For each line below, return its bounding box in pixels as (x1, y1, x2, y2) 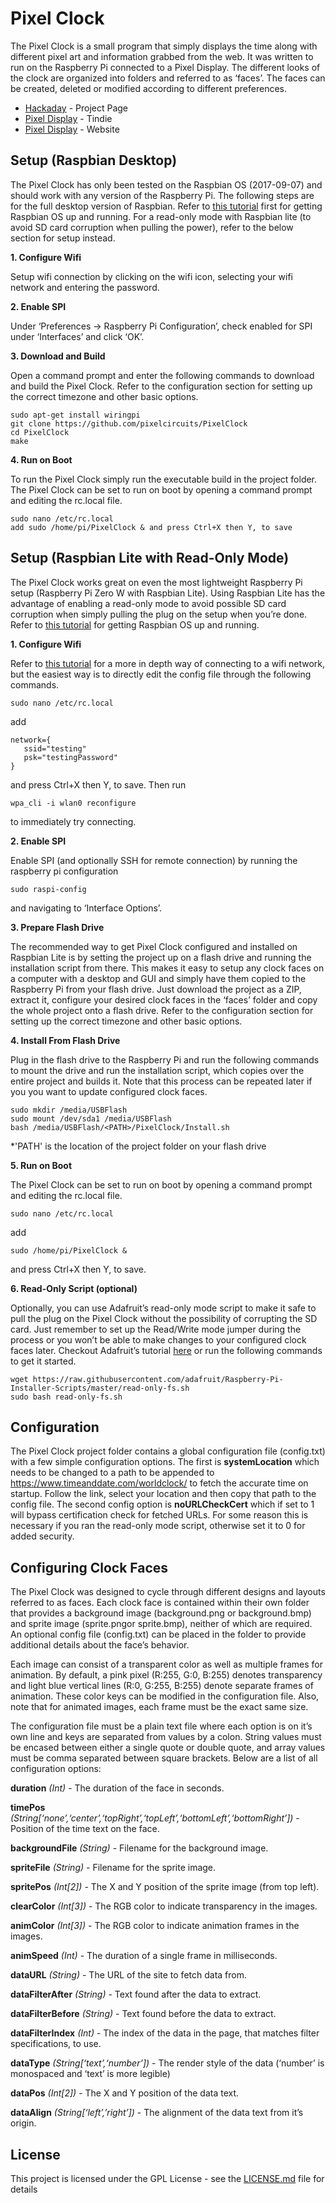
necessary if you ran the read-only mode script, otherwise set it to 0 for (10, 1520, 306, 1532)
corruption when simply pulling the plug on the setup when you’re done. (10, 608, 308, 620)
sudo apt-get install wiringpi (10, 410, 141, 420)
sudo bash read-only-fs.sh (10, 1392, 123, 1402)
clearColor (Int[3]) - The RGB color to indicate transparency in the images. (10, 1900, 318, 1912)
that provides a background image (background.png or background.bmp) (10, 1607, 312, 1619)
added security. (10, 1530, 75, 1542)
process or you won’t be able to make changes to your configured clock (10, 1333, 307, 1346)
